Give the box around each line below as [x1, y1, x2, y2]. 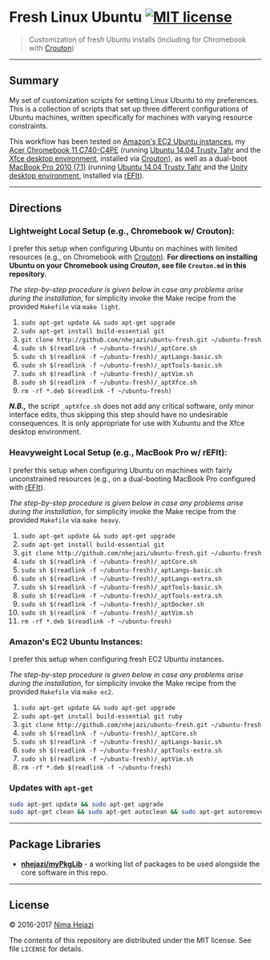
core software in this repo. [20, 868, 108, 877]
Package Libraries [9, 838, 101, 852]
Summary [9, 74, 59, 88]
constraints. [9, 121, 49, 130]
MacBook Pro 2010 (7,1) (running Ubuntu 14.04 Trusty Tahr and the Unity [9, 161, 248, 172]
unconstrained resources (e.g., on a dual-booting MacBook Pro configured [9, 474, 256, 484]
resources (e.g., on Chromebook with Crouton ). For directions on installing [9, 252, 258, 262]
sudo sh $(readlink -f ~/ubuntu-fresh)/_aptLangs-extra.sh [20, 574, 223, 582]
